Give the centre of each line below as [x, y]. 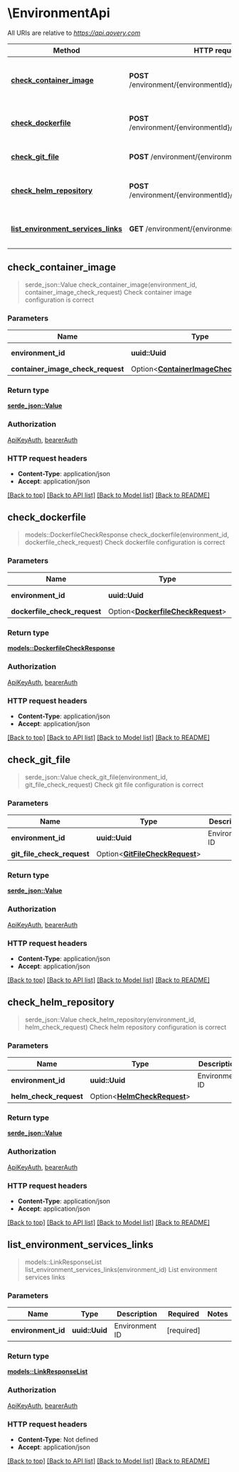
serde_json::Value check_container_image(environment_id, [111, 284]
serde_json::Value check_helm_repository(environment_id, [110, 1019]
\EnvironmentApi [59, 13]
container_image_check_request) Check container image [108, 292]
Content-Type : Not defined [58, 1439]
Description [137, 1314]
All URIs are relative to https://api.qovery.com [74, 33]
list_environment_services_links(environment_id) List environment [121, 1269]
